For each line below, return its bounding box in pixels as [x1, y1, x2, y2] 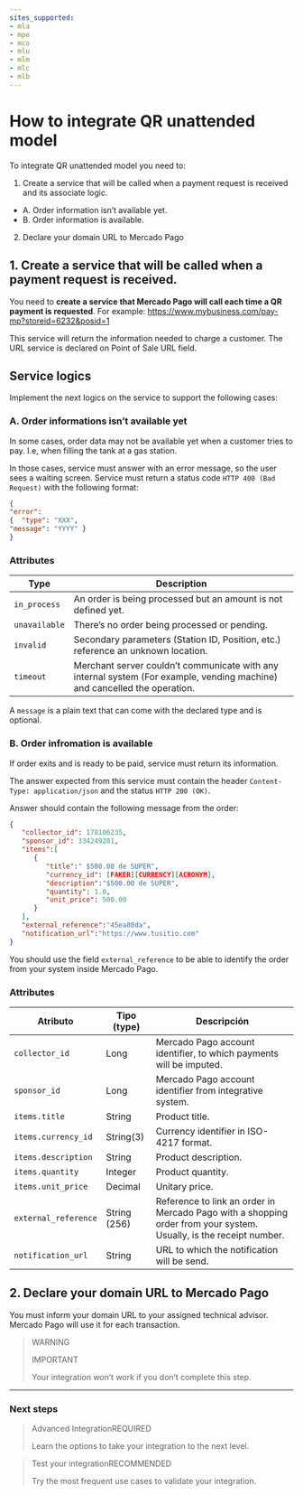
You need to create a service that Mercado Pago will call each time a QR [9, 295, 282, 307]
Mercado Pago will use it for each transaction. [9, 1319, 180, 1330]
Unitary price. [155, 1181, 214, 1192]
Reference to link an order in [155, 1195, 276, 1207]
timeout [14, 672, 47, 682]
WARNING [31, 1336, 70, 1347]
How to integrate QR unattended [9, 110, 255, 131]
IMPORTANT [31, 1354, 78, 1365]
